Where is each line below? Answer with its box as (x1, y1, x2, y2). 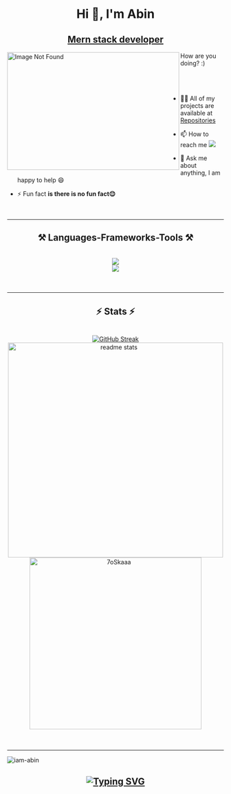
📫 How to (180, 130, 209, 138)
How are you (180, 52, 217, 60)
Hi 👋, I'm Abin (76, 6, 155, 22)
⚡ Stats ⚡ (96, 306, 135, 318)
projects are (180, 102, 214, 109)
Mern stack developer (67, 34, 164, 45)
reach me (180, 141, 208, 148)
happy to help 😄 (16, 176, 65, 184)
